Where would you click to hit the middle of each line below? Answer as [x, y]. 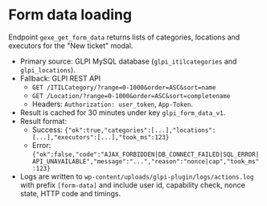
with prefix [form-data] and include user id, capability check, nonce [132, 185]
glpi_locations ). [48, 69]
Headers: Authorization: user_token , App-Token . [112, 104]
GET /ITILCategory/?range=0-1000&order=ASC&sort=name [124, 87]
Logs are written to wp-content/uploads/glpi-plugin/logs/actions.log [137, 176]
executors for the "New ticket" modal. [71, 45]
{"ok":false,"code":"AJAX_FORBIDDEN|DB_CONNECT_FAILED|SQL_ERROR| [146, 154]
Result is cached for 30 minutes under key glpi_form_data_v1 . [123, 112]
